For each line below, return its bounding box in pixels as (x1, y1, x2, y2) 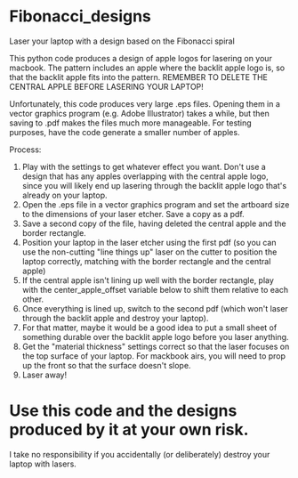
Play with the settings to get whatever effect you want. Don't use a (21, 161, 267, 172)
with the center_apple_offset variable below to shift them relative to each (21, 284, 289, 295)
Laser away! (21, 369, 68, 380)
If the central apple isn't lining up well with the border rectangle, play (21, 274, 274, 286)
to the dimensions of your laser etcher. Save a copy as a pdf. (21, 208, 245, 219)
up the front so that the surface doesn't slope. (21, 360, 191, 370)
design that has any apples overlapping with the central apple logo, (21, 171, 269, 182)
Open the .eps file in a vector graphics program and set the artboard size (21, 198, 290, 210)
